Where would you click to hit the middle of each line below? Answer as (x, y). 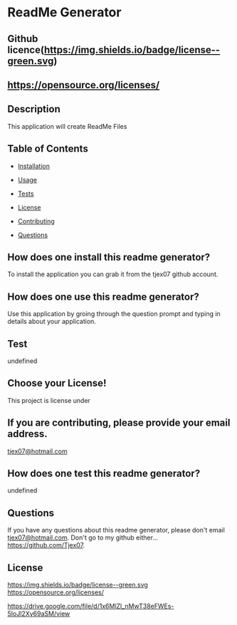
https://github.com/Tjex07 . (46, 545)
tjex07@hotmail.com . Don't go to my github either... (83, 537)
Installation (34, 166)
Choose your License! (57, 383)
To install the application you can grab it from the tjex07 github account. (113, 274)
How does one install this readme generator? (109, 257)
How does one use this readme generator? (103, 296)
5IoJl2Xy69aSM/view (39, 614)
